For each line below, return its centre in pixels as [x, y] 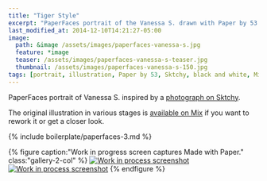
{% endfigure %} [137, 168]
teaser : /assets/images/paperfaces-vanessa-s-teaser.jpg [112, 60]
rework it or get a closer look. [56, 121]
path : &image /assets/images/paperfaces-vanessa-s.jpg [108, 45]
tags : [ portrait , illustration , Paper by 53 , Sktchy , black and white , [129, 75]
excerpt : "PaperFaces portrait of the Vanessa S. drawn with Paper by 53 [133, 23]
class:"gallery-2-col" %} [48, 160]
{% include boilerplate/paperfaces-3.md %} [80, 137]
